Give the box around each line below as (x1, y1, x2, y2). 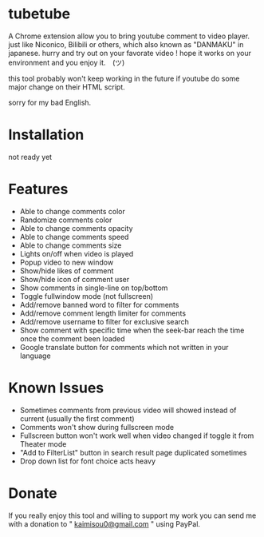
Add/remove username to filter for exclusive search (19, 316, 190, 326)
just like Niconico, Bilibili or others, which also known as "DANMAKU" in (8, 39, 244, 49)
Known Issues (8, 379, 104, 396)
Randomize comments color (19, 215, 112, 225)
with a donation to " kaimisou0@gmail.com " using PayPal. (8, 519, 201, 528)
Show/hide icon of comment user (19, 274, 130, 284)
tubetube (8, 5, 71, 23)
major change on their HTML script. (8, 82, 125, 92)
